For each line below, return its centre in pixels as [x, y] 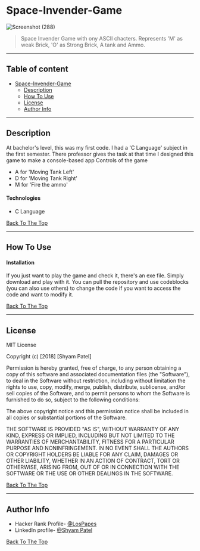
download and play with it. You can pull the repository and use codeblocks [98, 282]
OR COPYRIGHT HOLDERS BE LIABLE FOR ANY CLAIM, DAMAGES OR [92, 454]
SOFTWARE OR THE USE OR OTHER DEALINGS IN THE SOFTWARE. [90, 473]
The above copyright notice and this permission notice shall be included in [97, 411]
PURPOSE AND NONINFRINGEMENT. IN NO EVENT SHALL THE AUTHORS [98, 448]
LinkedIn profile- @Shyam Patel [54, 530]
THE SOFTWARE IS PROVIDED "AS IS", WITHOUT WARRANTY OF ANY [93, 429]
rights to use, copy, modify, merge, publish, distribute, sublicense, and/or [96, 387]
